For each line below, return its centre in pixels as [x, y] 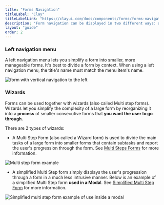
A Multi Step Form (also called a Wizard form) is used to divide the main [84, 138]
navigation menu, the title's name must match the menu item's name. [74, 70]
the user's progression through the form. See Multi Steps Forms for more [85, 148]
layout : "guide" [21, 28]
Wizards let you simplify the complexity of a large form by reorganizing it [78, 108]
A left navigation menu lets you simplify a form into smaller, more [70, 60]
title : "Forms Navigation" [32, 10]
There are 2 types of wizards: [35, 128]
